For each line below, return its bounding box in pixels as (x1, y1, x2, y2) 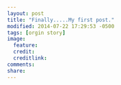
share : (7, 67, 26, 74)
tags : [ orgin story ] (7, 29, 66, 36)
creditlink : (13, 55, 48, 62)
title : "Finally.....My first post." (7, 16, 115, 23)
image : (7, 36, 26, 42)
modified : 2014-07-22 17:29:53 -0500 (7, 23, 115, 29)
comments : (7, 61, 36, 68)
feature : (13, 42, 38, 49)
